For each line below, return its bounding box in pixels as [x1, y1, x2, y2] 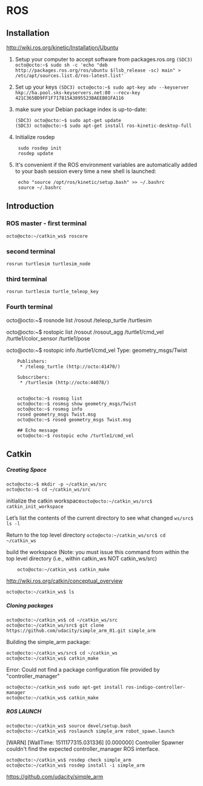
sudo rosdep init [18, 145, 62, 151]
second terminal [6, 247, 56, 256]
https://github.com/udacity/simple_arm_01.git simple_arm [6, 628, 156, 634]
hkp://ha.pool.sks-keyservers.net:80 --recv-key [15, 90, 141, 96]
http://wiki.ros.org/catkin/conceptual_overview [6, 577, 123, 584]
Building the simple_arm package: [6, 638, 91, 645]
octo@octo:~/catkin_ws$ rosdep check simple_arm [6, 757, 131, 763]
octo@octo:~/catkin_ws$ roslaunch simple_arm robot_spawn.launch [6, 728, 175, 734]
